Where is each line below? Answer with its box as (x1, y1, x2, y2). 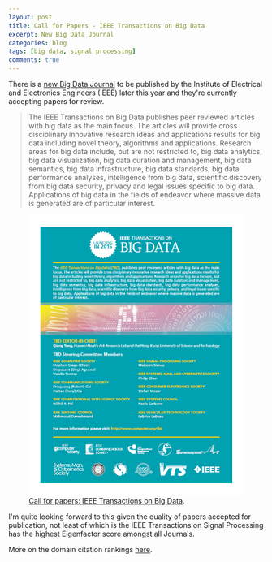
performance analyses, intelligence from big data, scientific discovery (28, 173, 262, 182)
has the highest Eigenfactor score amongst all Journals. (8, 529, 195, 538)
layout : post (8, 13, 53, 21)
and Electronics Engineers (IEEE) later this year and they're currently (8, 88, 237, 97)
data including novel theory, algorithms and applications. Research (28, 138, 252, 148)
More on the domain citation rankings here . (8, 544, 153, 554)
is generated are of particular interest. (28, 199, 156, 208)
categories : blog (8, 39, 67, 47)
